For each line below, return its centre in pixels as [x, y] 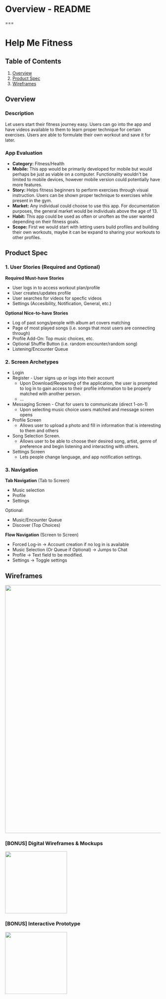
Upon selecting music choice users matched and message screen [87, 409]
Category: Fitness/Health [38, 163]
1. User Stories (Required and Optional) [53, 267]
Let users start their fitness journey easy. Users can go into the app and [78, 124]
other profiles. [26, 237]
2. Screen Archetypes [32, 362]
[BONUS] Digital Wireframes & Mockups [54, 843]
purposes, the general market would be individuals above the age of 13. [85, 211]
